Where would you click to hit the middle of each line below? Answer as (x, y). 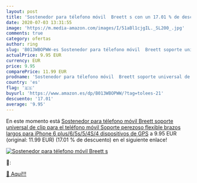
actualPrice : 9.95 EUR (34, 55)
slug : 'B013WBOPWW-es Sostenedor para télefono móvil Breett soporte (94, 50)
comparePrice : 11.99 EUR (36, 72)
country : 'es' (23, 83)
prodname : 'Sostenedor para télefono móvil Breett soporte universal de (98, 77)
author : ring (22, 45)
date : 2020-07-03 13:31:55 (39, 22)
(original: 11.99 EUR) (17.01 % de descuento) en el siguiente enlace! (86, 140)
